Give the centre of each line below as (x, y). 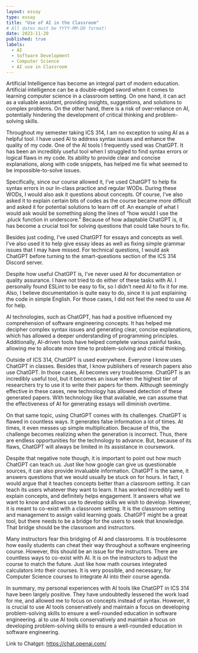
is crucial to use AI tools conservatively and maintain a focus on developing (98, 607)
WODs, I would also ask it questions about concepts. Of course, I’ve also (95, 194)
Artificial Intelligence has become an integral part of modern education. (93, 83)
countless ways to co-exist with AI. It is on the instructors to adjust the (92, 558)
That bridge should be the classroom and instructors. (71, 527)
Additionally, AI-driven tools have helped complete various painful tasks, (94, 342)
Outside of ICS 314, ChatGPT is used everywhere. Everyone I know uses (94, 360)
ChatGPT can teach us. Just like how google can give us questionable (91, 465)
